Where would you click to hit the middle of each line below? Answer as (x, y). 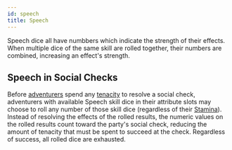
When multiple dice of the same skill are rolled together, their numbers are (115, 48)
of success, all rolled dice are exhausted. (67, 139)
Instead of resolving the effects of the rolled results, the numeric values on (115, 117)
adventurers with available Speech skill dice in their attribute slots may (109, 102)
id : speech (23, 14)
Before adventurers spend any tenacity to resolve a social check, (101, 94)
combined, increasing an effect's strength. (69, 55)
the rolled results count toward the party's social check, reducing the (107, 125)
